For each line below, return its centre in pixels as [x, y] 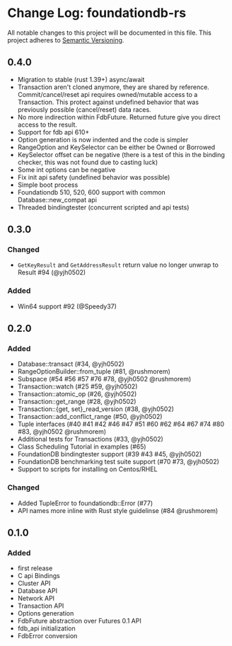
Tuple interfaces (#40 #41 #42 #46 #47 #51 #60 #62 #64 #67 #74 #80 [121, 424]
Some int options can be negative [66, 169]
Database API [37, 591]
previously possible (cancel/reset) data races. [84, 109]
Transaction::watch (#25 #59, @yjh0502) [77, 386]
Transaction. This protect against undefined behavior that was [108, 102]
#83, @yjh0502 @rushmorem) [62, 432]
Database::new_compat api [57, 200]
